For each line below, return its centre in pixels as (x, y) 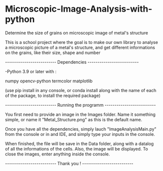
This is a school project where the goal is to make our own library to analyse (81, 42)
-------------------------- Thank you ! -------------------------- (69, 163)
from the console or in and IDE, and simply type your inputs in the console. (80, 134)
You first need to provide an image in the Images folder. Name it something (80, 114)
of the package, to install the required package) (53, 95)
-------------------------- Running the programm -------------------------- (81, 105)
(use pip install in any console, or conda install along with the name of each (81, 90)
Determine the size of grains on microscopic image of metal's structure (77, 33)
